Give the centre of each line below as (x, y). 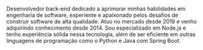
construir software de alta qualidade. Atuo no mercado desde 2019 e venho (102, 21)
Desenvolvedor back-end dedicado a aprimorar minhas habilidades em (96, 9)
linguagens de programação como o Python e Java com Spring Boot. (94, 41)
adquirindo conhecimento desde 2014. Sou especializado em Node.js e (96, 28)
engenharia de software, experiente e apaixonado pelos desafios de (93, 15)
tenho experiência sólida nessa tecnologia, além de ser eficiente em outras (101, 34)
